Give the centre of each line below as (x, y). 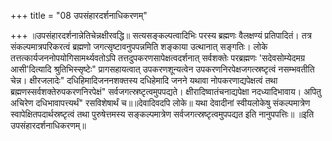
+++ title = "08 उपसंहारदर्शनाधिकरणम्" (79, 15)
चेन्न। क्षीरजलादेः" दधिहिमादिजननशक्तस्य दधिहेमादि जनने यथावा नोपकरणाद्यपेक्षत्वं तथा (144, 80)
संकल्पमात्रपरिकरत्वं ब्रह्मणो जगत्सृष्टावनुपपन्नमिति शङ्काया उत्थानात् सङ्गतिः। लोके (139, 46)
